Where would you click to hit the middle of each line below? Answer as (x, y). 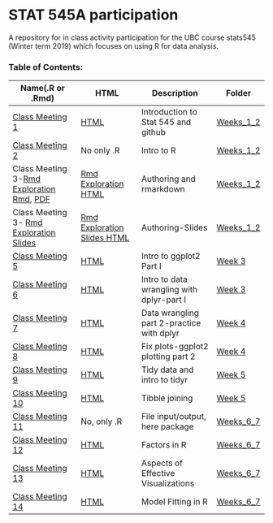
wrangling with (169, 290)
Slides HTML (105, 238)
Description (175, 93)
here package (167, 426)
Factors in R (164, 445)
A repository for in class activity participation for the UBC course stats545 (132, 37)
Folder (239, 93)
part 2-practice (171, 323)
